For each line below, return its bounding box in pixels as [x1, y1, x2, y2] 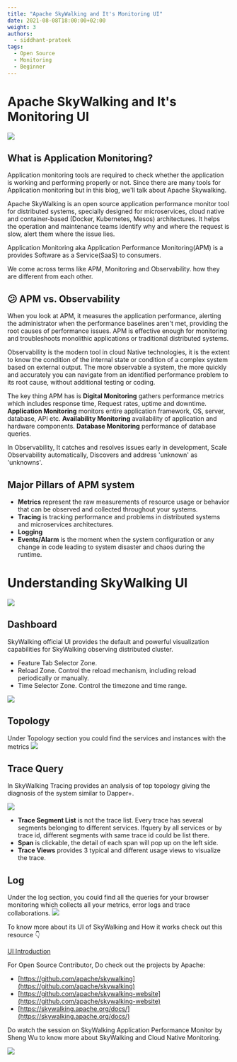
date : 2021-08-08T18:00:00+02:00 [7, 17, 106, 24]
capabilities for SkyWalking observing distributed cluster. [7, 645, 173, 653]
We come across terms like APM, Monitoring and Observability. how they [7, 265, 221, 273]
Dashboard [7, 618, 57, 631]
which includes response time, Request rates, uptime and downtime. [7, 400, 207, 408]
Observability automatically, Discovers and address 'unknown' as [7, 451, 198, 459]
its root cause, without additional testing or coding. [7, 378, 156, 387]
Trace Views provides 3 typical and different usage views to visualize [17, 846, 221, 854]
